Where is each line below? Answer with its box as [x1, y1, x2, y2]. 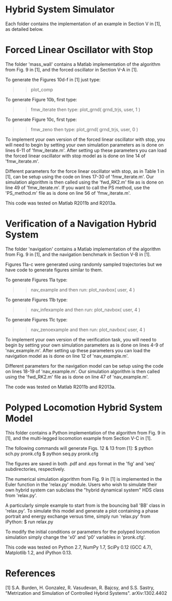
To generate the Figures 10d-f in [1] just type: [5, 76, 101, 83]
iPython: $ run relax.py [5, 518, 53, 525]
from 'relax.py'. [5, 492, 37, 498]
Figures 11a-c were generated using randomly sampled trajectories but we [5, 261, 162, 267]
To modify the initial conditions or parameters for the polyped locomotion [5, 529, 160, 535]
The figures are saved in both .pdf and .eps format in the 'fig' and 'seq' [5, 460, 156, 466]
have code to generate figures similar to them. [5, 266, 103, 273]
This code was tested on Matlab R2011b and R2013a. [5, 199, 117, 206]
